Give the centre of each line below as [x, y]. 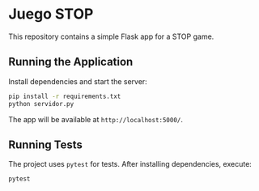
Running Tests [45, 144]
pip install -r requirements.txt [65, 96]
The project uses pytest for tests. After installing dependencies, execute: [130, 164]
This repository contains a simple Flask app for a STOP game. [111, 36]
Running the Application [71, 62]
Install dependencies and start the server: [78, 81]
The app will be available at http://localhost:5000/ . [96, 119]
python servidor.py [41, 104]
